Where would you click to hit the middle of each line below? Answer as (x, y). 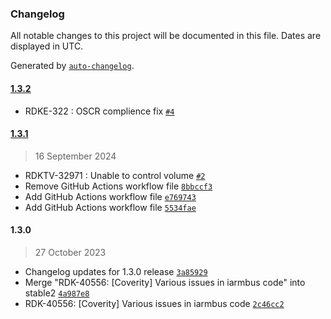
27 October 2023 (70, 252)
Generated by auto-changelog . (72, 66)
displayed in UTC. (47, 46)
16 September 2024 (75, 156)
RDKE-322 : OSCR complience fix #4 (99, 111)
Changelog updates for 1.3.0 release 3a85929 (116, 271)
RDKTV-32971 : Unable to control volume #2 (115, 175)
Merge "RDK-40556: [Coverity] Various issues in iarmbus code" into (165, 282)
